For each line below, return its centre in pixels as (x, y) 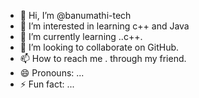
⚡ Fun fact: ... (47, 84)
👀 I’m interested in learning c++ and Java (104, 26)
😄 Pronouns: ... (52, 73)
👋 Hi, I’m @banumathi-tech (75, 15)
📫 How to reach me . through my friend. (103, 58)
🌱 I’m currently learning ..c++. (81, 36)
